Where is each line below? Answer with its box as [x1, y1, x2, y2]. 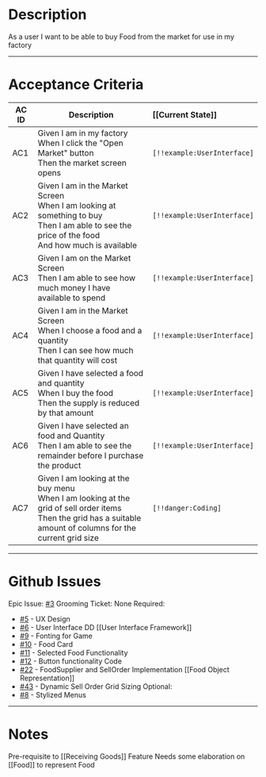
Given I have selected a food [37, 367, 144, 379]
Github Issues [8, 573, 101, 590]
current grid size [37, 532, 99, 543]
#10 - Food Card [19, 639, 74, 648]
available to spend [37, 292, 106, 303]
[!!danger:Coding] [152, 503, 222, 513]
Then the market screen [37, 157, 127, 168]
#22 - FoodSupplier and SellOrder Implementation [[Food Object [19, 664, 230, 674]
